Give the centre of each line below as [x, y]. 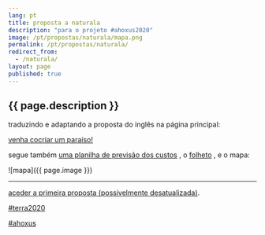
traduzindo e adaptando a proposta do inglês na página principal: [114, 125]
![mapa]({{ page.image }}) [50, 171]
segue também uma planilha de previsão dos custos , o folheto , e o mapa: [129, 155]
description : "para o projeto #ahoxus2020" [81, 30]
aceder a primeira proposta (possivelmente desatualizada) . [104, 193]
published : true [35, 74]
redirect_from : [33, 52]
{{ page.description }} [64, 106]
